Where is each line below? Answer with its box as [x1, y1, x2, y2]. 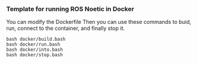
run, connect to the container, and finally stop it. [6, 25, 125, 32]
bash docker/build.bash [6, 36, 66, 42]
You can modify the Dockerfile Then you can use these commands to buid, [6, 19, 192, 26]
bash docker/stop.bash [6, 52, 63, 58]
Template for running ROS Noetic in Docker [6, 5, 135, 13]
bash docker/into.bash [6, 47, 63, 53]
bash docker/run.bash [6, 41, 61, 48]
